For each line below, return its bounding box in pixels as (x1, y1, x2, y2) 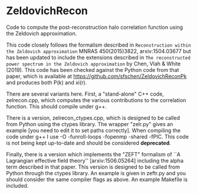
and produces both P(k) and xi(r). (6, 78, 87, 86)
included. (6, 182, 29, 189)
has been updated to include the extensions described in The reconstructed (6, 54, 191, 61)
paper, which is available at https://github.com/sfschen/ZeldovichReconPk (6, 73, 187, 80)
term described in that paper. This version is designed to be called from (6, 163, 180, 170)
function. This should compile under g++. (6, 103, 107, 110)
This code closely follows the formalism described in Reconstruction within (6, 41, 191, 48)
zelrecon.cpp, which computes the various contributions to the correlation (6, 96, 186, 104)
